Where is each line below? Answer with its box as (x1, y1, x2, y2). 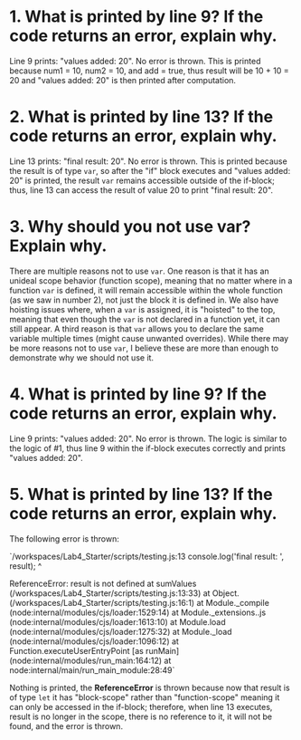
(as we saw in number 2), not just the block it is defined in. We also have (9, 294, 279, 305)
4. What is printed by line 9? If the (9, 384, 267, 404)
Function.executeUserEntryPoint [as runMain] (9, 645, 180, 656)
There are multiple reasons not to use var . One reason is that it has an (9, 265, 269, 276)
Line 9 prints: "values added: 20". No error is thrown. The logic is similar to (9, 433, 287, 444)
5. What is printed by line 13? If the (9, 484, 273, 505)
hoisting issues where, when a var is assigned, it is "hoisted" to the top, (9, 303, 276, 314)
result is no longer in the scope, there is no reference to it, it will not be (9, 711, 273, 722)
